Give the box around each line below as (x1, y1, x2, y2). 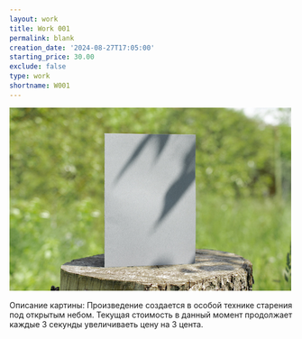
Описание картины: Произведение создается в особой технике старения (9, 299, 293, 310)
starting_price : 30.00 (9, 52, 95, 62)
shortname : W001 (9, 81, 70, 90)
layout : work (9, 14, 59, 23)
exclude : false (9, 62, 67, 71)
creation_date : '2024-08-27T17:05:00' (9, 43, 155, 52)
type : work (9, 72, 50, 81)
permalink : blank (9, 33, 75, 42)
